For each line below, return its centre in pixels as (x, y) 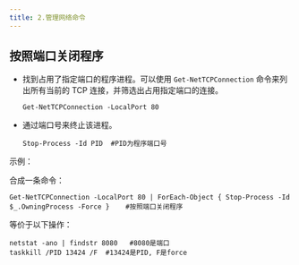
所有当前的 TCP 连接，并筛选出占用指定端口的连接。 (127, 90)
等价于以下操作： (41, 225)
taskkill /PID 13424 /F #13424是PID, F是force (98, 253)
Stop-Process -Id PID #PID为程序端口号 (94, 144)
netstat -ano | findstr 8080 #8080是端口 (90, 244)
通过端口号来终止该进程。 (69, 125)
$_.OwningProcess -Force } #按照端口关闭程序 (96, 207)
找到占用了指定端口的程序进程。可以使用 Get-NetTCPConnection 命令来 (151, 79)
